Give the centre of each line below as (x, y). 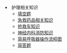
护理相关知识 (25, 7)
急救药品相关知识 (35, 20)
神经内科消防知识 (35, 33)
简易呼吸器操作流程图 (40, 39)
